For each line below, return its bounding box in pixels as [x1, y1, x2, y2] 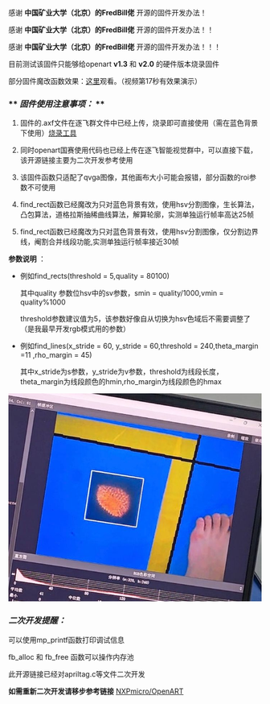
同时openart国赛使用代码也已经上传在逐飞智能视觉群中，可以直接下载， [19, 145, 258, 155]
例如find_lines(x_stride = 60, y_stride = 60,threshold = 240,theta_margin [19, 342, 259, 351]
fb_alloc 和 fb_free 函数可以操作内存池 [8, 652, 134, 661]
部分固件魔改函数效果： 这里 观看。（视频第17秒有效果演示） [8, 77, 202, 85]
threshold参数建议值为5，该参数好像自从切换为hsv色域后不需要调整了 [19, 314, 251, 324]
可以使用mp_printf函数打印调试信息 [8, 635, 125, 644]
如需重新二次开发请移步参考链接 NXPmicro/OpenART [8, 686, 184, 696]
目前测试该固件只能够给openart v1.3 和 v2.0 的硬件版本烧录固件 [8, 60, 219, 68]
